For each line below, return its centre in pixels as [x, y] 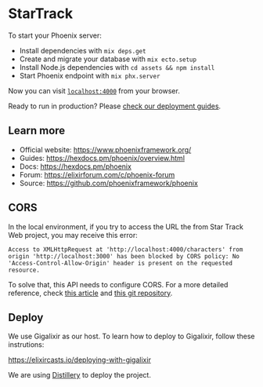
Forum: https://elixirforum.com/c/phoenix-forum [97, 174]
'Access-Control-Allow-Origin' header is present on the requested [121, 263]
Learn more [37, 131]
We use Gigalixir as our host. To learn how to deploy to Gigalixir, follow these [131, 336]
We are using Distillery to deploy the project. [79, 375]
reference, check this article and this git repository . [90, 293]
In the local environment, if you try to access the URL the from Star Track [126, 226]
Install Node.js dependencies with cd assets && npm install [117, 67]
